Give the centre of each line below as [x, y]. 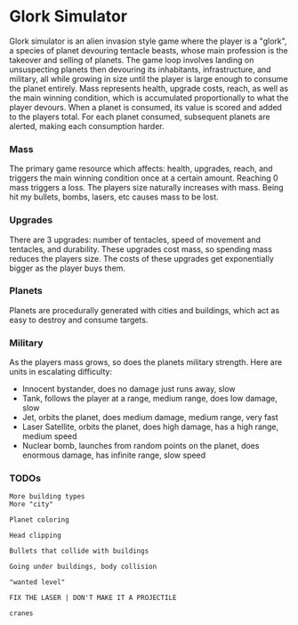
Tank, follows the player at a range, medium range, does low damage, [150, 399]
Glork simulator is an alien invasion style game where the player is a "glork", [148, 41]
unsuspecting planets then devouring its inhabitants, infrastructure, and [140, 69]
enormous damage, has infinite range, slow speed [114, 455]
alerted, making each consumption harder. [87, 126]
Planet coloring [39, 520]
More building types [48, 497]
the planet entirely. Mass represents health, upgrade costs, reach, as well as [149, 88]
